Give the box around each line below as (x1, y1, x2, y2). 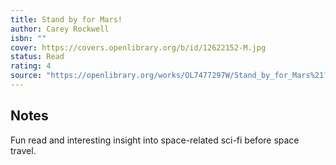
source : (10, 71, 43, 81)
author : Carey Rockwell (10, 24, 110, 34)
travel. (10, 144, 37, 156)
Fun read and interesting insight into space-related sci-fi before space (10, 134, 300, 146)
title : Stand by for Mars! (10, 14, 123, 25)
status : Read (10, 52, 65, 62)
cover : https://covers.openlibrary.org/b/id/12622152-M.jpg (10, 42, 267, 53)
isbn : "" (10, 33, 47, 43)
